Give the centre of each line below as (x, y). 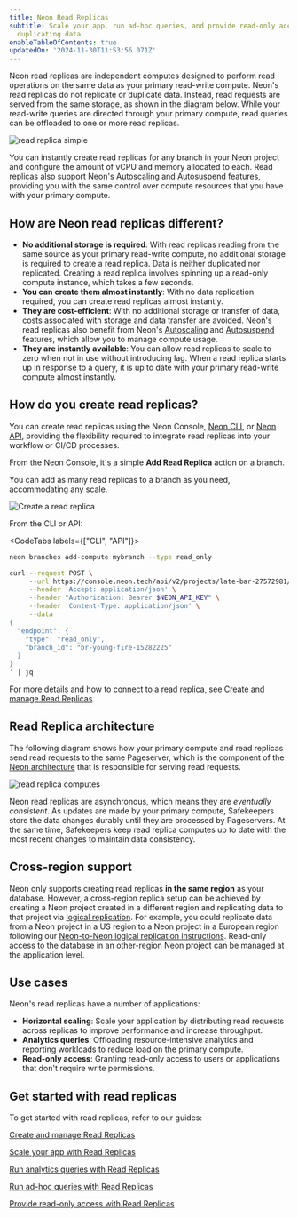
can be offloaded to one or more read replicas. (94, 123)
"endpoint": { (43, 631)
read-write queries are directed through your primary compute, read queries (149, 114)
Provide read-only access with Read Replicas (92, 1204)
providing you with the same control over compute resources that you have (146, 186)
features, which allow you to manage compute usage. (120, 339)
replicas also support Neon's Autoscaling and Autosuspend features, (135, 176)
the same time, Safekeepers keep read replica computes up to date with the (148, 829)
